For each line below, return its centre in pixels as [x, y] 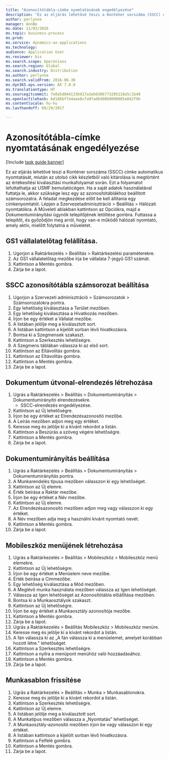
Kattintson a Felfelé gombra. [42, 740]
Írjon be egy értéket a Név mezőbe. [49, 498]
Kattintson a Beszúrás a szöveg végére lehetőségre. [67, 432]
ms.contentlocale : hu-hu [32, 104]
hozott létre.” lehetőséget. [40, 643]
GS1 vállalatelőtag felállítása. [52, 241]
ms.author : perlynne [27, 75]
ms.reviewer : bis [24, 57]
